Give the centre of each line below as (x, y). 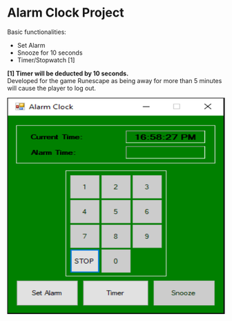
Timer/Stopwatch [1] (46, 59)
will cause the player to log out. (52, 88)
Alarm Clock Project (66, 13)
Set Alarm (31, 45)
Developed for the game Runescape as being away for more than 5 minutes (115, 80)
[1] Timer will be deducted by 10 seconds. (68, 73)
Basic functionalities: (37, 32)
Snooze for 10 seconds (50, 53)
